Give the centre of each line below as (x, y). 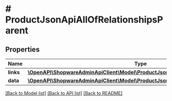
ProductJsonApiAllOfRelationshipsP (84, 20)
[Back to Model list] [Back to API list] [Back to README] (64, 93)
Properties (23, 49)
